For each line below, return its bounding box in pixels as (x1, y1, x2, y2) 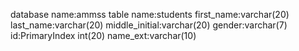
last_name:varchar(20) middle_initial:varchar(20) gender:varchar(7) (10, 19, 288, 31)
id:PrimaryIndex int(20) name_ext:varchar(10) (10, 30, 197, 41)
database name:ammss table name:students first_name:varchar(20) (10, 9, 290, 20)
